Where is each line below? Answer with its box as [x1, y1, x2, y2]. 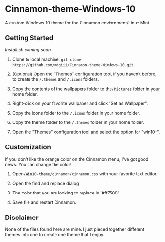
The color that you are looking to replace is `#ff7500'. [12, 190, 120, 195]
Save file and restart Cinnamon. [12, 199, 76, 205]
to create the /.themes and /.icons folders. [12, 76, 99, 82]
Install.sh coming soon [5, 47, 51, 52]
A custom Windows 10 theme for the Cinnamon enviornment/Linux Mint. [5, 20, 151, 25]
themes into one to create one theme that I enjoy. [5, 232, 105, 238]
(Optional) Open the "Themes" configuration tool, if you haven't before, [12, 71, 157, 77]
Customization [5, 143, 52, 151]
